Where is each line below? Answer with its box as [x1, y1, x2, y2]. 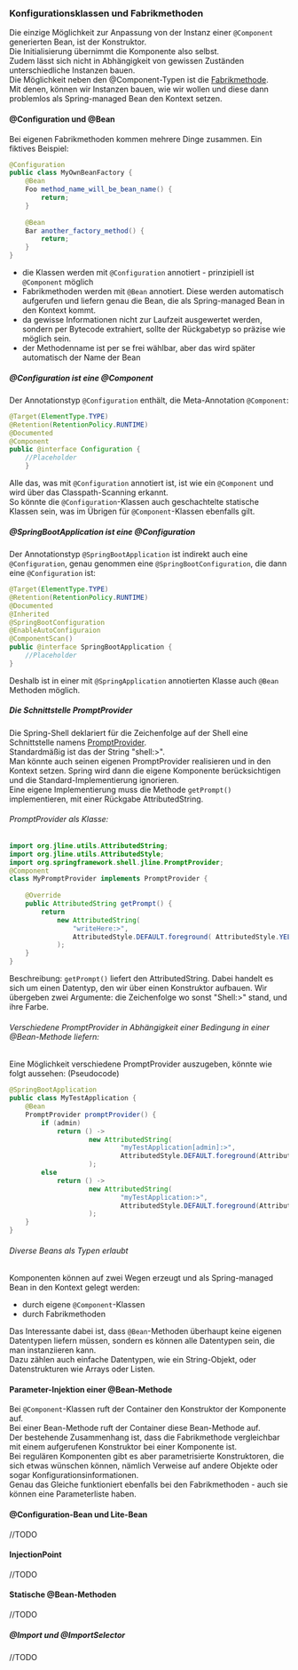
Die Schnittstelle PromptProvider [9, 705, 133, 715]
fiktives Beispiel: [9, 143, 69, 154]
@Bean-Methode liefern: [9, 1031, 100, 1042]
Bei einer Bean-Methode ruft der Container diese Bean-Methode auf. [9, 1423, 261, 1434]
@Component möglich [21, 276, 94, 287]
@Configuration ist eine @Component [9, 372, 153, 383]
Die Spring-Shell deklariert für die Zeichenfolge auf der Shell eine [9, 727, 248, 738]
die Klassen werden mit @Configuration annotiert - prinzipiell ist [21, 268, 255, 277]
